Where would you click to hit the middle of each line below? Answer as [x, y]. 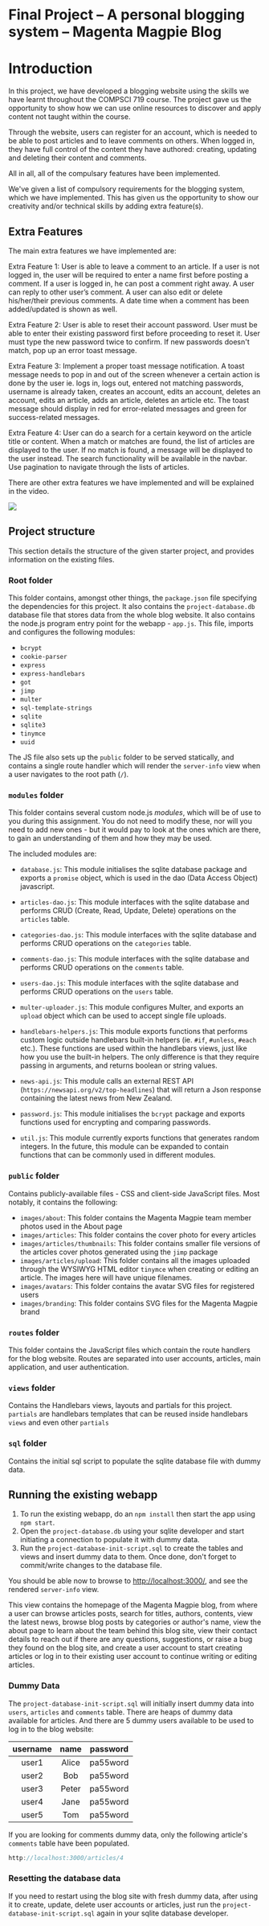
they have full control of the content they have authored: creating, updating [132, 150]
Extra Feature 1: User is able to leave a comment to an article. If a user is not [134, 266]
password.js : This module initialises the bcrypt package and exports [132, 1114]
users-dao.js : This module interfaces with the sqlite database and [129, 983]
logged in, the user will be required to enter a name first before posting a [128, 274]
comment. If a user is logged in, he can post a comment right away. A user [131, 283]
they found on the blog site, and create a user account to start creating [125, 1648]
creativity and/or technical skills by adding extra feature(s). [106, 206]
